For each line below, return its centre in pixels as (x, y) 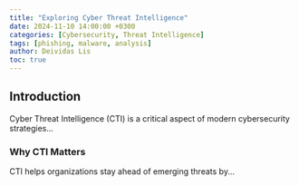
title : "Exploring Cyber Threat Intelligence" (99, 18)
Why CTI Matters (48, 152)
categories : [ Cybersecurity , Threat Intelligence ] (107, 34)
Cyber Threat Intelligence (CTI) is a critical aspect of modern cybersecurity (149, 118)
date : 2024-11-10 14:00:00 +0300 (72, 26)
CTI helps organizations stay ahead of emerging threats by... (122, 171)
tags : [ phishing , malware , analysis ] (81, 43)
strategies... (32, 128)
